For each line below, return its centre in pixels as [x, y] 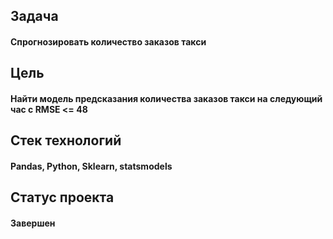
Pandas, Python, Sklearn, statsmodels [91, 166]
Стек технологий [66, 140]
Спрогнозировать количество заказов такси [108, 41]
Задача [34, 16]
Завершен [33, 223]
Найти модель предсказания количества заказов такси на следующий [166, 98]
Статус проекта [62, 197]
